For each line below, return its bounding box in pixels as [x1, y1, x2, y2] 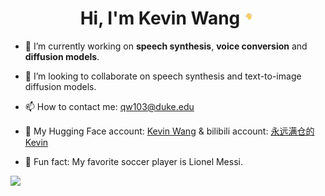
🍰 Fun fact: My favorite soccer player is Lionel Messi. [24, 155, 243, 167]
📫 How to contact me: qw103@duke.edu [24, 100, 195, 112]
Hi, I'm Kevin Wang [79, 7, 241, 30]
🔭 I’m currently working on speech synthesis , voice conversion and [24, 40, 308, 52]
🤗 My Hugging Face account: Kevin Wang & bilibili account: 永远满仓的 [24, 125, 315, 137]
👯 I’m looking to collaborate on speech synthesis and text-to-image [24, 70, 302, 82]
